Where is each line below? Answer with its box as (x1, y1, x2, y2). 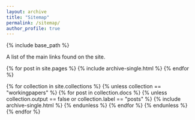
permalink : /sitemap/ (6, 20, 61, 26)
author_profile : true (6, 25, 61, 32)
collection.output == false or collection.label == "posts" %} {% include (6, 96, 181, 103)
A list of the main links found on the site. (6, 53, 106, 60)
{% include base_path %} (6, 42, 70, 49)
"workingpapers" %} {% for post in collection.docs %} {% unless (6, 89, 167, 96)
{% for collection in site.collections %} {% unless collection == (6, 83, 161, 90)
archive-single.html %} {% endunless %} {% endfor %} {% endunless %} (6, 102, 188, 109)
